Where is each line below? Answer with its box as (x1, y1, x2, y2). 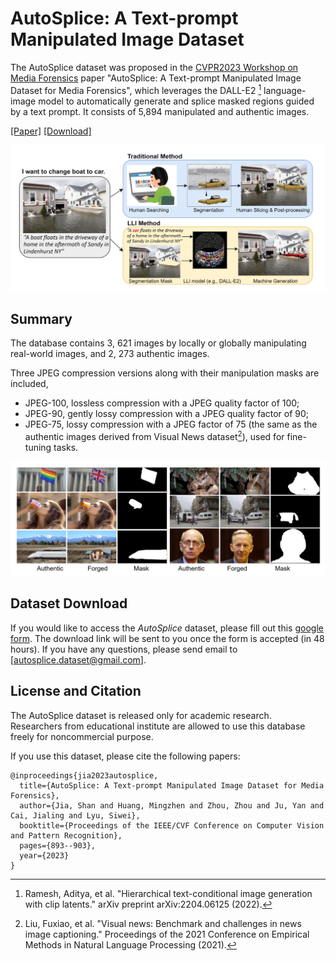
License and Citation (10, 683, 142, 700)
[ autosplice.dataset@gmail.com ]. (10, 653, 147, 666)
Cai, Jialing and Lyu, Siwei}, (10, 810, 141, 821)
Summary (10, 310, 73, 327)
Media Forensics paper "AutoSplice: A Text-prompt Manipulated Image (10, 72, 302, 84)
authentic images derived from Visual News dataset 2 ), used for (24, 429, 285, 442)
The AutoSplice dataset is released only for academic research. (10, 709, 272, 721)
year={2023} (19, 850, 70, 861)
